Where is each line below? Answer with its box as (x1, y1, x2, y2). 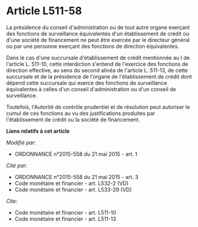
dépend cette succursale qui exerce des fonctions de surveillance (6, 79, 167, 87)
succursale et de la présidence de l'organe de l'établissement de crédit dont (6, 73, 192, 80)
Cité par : (6, 162, 28, 169)
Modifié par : (6, 139, 37, 146)
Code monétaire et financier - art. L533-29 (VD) (14, 186, 132, 193)
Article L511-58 (6, 4, 82, 18)
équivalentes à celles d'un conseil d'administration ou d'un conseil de (6, 85, 176, 92)
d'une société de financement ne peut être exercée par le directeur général (6, 36, 190, 43)
